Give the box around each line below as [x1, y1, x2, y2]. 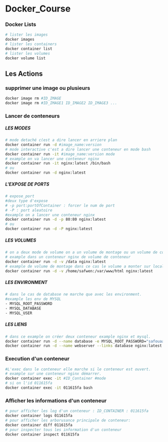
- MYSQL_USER [5, 311, 32, 316]
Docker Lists [5, 21, 36, 28]
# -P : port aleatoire [5, 208, 52, 213]
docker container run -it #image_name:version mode [5, 152, 115, 157]
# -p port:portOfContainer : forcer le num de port [5, 203, 115, 208]
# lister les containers [5, 42, 57, 47]
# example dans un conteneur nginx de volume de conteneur [5, 254, 131, 259]
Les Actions [5, 70, 43, 78]
